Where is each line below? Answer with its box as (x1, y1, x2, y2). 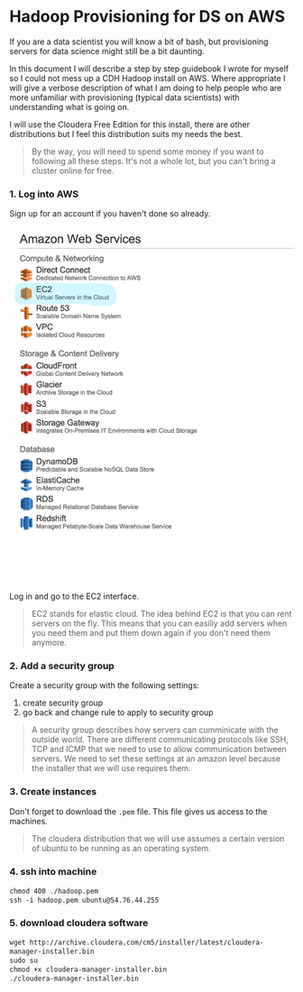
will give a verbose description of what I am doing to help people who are (9, 82, 282, 93)
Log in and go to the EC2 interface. (9, 591, 140, 602)
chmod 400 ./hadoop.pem (9, 886, 99, 896)
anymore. (31, 638, 68, 648)
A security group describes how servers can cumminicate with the (31, 724, 279, 736)
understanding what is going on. (9, 101, 130, 112)
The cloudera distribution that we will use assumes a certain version (31, 832, 285, 844)
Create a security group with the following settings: (9, 680, 200, 691)
